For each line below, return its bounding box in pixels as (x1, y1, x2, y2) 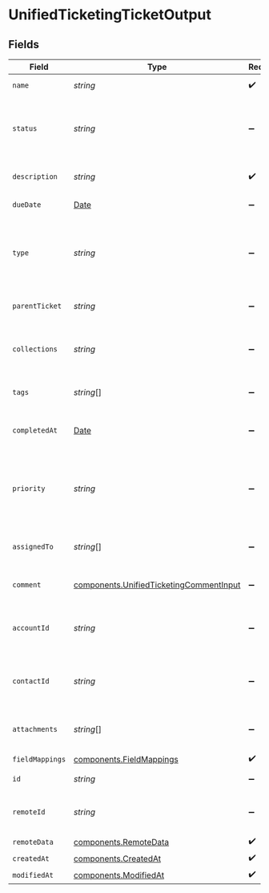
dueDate (12, 201, 42, 209)
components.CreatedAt (73, 853, 162, 864)
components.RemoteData (73, 836, 170, 847)
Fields (8, 38, 40, 51)
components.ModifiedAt (73, 869, 165, 880)
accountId (12, 623, 50, 632)
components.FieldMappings (73, 753, 179, 765)
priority (12, 484, 46, 493)
